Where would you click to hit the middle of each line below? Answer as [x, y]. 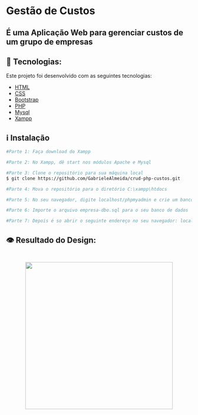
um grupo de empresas [49, 41]
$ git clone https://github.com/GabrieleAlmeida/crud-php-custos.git [93, 178]
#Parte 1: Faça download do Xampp [49, 152]
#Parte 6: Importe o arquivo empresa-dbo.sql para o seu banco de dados [97, 210]
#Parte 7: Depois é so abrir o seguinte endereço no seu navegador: [92, 221]
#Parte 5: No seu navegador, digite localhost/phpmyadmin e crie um [92, 200]
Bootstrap [27, 100]
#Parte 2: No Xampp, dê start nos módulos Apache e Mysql [79, 162]
